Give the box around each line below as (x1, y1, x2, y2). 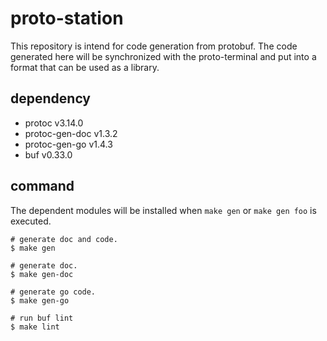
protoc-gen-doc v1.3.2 (24, 127, 118, 139)
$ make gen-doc (10, 269, 74, 279)
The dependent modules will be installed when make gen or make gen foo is (10, 204, 317, 216)
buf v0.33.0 (24, 148, 73, 161)
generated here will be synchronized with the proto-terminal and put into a (10, 50, 317, 62)
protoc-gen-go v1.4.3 (24, 138, 113, 150)
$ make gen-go (10, 295, 70, 306)
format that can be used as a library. (10, 61, 160, 73)
